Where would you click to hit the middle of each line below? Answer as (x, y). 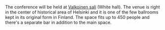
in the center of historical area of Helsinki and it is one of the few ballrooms (82, 12)
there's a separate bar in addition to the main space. (58, 22)
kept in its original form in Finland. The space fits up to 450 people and (77, 17)
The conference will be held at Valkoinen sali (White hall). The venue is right (82, 7)
